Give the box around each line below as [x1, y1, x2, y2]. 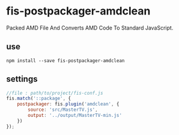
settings [6, 74, 38, 84]
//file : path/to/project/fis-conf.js [6, 90, 103, 96]
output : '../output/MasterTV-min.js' [28, 113, 122, 119]
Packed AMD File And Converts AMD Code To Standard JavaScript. [6, 24, 174, 31]
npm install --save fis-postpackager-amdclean [6, 57, 125, 64]
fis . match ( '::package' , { [6, 95, 71, 102]
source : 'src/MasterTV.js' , [28, 107, 98, 113]
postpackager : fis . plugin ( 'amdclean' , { [17, 101, 120, 107]
